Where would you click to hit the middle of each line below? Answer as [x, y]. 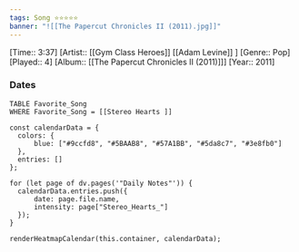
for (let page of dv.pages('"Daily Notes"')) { [101, 183]
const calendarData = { [55, 128]
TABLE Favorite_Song [49, 104]
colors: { [36, 136]
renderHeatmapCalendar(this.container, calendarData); [115, 238]
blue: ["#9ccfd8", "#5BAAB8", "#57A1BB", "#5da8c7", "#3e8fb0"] [158, 143]
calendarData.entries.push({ [73, 191]
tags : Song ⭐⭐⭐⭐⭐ [44, 18]
